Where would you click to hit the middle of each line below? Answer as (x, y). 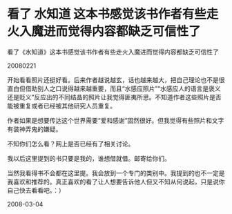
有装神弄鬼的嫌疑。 (35, 129)
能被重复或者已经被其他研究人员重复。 (61, 106)
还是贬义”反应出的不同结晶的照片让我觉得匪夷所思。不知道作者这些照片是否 (115, 97)
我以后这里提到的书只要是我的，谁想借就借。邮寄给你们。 (89, 158)
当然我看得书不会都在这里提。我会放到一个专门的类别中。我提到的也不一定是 (116, 173)
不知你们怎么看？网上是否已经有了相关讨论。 (71, 144)
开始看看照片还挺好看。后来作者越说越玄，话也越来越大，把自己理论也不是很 (116, 79)
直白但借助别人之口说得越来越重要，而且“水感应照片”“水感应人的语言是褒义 (114, 88)
